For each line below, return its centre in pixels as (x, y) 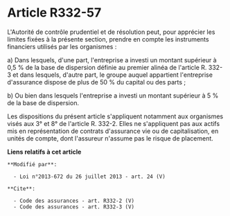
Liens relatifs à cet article (44, 152)
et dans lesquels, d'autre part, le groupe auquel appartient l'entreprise (113, 75)
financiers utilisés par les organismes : (62, 46)
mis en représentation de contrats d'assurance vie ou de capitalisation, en (113, 131)
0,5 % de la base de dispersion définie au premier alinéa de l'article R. (107, 67)
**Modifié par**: (32, 164)
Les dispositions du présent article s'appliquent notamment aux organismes (115, 116)
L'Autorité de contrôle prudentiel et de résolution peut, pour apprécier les (111, 32)
